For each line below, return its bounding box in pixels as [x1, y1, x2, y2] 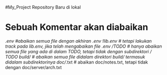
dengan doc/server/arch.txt [5, 64, 62, 70]
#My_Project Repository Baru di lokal [5, 4, 81, 10]
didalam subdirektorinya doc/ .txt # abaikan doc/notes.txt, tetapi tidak [5, 59, 148, 65]
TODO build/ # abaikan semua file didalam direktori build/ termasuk [5, 54, 145, 60]
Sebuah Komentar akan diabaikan [5, 22, 148, 33]
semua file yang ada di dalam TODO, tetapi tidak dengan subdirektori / [5, 48, 152, 54]
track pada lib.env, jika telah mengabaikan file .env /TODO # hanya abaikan [5, 43, 162, 49]
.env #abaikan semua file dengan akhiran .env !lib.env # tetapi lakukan [5, 38, 152, 44]
